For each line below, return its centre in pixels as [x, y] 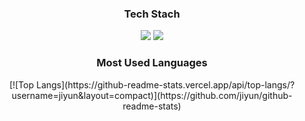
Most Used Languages [152, 63]
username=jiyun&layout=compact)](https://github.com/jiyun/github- [152, 95]
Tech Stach [152, 14]
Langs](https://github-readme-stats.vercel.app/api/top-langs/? [165, 84]
